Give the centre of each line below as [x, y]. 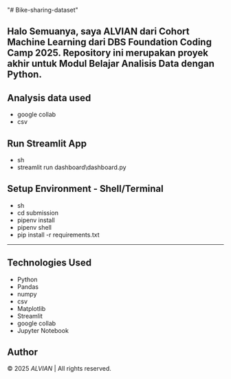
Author [22, 353]
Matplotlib [31, 308]
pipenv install [36, 220]
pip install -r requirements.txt [58, 235]
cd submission [38, 213]
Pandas [28, 286]
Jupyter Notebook [43, 330]
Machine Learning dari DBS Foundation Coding [109, 42]
